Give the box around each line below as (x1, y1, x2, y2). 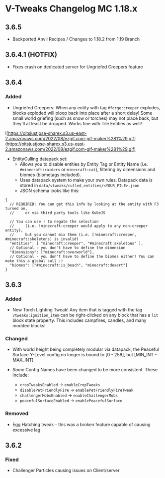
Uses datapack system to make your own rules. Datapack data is (19, 177, 153, 183)
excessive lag (12, 427, 41, 433)
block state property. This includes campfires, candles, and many (12, 317, 147, 323)
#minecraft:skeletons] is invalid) (5, 237, 79, 241)
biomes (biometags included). (19, 172, 81, 178)
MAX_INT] (12, 357, 34, 363)
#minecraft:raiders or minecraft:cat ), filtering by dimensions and (19, 166, 156, 172)
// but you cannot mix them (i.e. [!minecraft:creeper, (9, 232, 137, 237)
